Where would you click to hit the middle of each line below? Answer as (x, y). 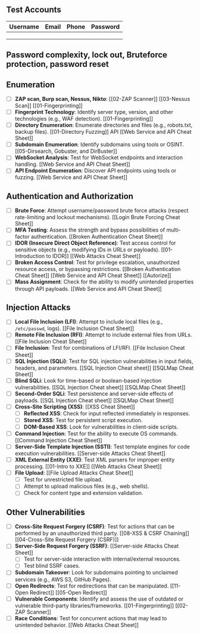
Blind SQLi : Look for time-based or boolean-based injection (88, 380)
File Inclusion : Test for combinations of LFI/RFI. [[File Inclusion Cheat (100, 348)
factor (22, 237)
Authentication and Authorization (70, 196)
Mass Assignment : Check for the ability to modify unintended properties (104, 282)
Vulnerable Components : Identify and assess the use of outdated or (99, 599)
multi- (174, 230)
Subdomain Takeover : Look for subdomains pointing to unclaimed (96, 573)
